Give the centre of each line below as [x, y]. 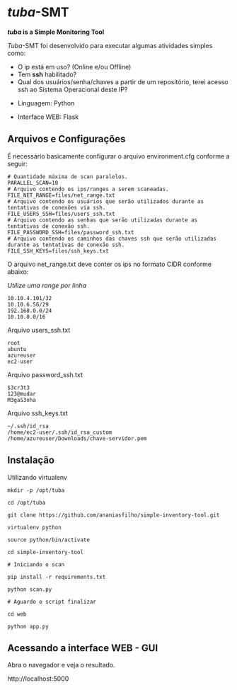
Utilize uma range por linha [47, 285]
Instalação [31, 460]
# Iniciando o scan [36, 564]
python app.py [28, 626]
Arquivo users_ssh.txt [39, 330]
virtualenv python [34, 527]
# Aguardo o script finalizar [52, 602]
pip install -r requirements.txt [57, 577]
